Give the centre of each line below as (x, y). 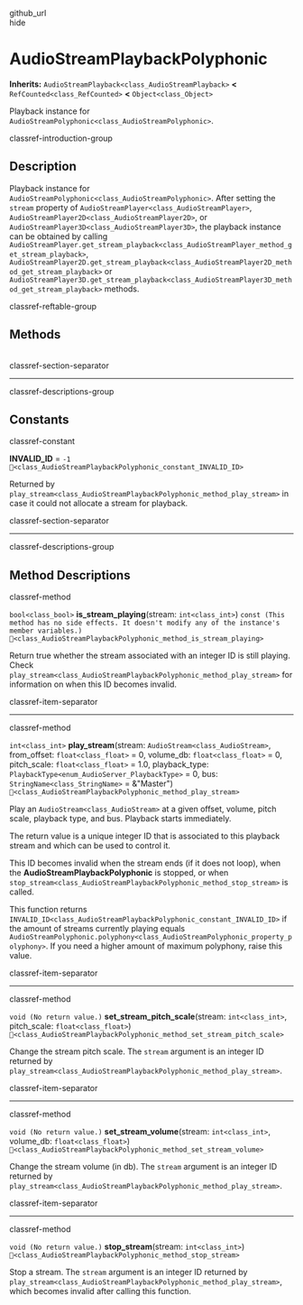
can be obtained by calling (59, 236)
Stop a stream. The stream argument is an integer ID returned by (129, 1273)
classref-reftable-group (53, 306)
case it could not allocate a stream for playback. (99, 504)
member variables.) (46, 631)
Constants (39, 419)
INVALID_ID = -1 (40, 458)
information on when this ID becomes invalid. (93, 684)
